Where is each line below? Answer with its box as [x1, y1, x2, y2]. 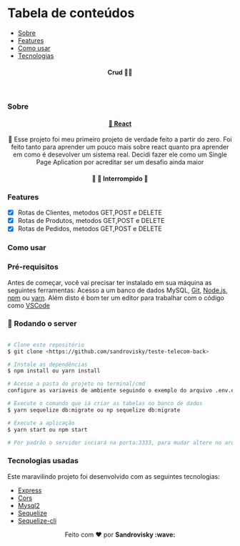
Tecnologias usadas [7, 456, 79, 466]
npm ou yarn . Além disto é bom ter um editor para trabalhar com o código [7, 293, 225, 302]
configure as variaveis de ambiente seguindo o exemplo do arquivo [7, 387, 213, 394]
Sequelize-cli [17, 516, 57, 525]
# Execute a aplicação [7, 420, 75, 427]
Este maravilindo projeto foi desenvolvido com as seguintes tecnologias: [7, 472, 220, 480]
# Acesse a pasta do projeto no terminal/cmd [7, 380, 145, 387]
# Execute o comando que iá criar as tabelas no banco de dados [7, 400, 203, 407]
